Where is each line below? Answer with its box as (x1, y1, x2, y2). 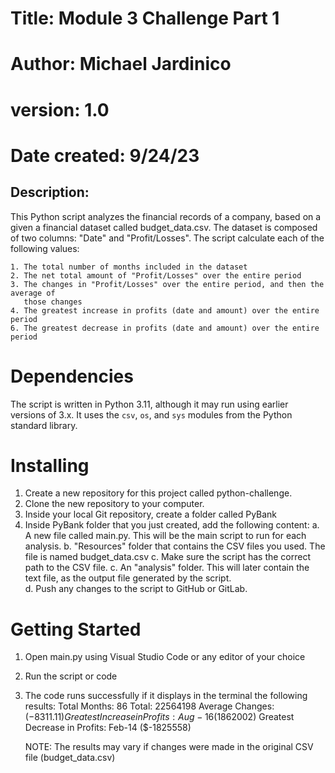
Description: (10, 184, 90, 201)
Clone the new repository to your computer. (24, 498, 205, 510)
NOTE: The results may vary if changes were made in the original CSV (24, 741, 314, 753)
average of (10, 288, 56, 298)
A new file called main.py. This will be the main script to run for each (24, 530, 307, 542)
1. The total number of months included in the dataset (10, 262, 248, 272)
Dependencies (10, 365, 134, 387)
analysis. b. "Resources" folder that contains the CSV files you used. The (24, 540, 326, 552)
